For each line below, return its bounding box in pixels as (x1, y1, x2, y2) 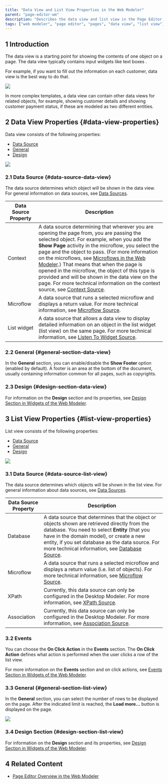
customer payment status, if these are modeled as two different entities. (5, 103, 154, 109)
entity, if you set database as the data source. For (43, 539, 160, 546)
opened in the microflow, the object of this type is (38, 267, 155, 274)
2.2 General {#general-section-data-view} (5, 349, 111, 356)
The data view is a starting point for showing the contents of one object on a (5, 53, 162, 59)
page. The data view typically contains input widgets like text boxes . (5, 59, 147, 65)
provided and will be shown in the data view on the (38, 274, 157, 281)
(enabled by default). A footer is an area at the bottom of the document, (5, 365, 152, 371)
